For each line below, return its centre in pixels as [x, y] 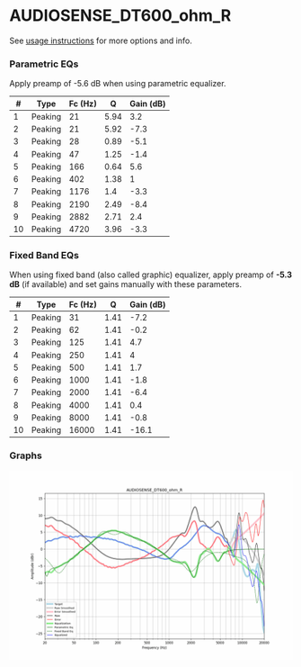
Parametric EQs [44, 64]
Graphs [26, 455]
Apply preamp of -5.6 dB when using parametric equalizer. [118, 84]
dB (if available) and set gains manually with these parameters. [126, 284]
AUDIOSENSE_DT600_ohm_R [120, 16]
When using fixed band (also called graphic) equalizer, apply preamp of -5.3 [150, 275]
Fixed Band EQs [44, 255]
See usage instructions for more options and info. [101, 41]
